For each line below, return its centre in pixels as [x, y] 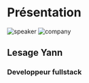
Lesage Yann [35, 53]
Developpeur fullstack [44, 72]
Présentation [44, 13]
